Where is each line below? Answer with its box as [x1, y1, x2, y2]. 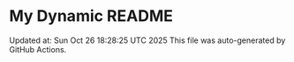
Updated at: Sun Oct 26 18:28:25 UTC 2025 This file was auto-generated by [9, 35, 286, 45]
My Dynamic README [9, 6, 174, 26]
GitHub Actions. [9, 44, 67, 54]
